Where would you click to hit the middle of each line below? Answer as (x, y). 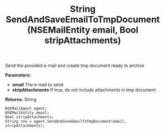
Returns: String (21, 100)
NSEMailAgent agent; (26, 109)
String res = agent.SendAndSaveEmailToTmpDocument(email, (66, 122)
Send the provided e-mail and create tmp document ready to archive (75, 66)
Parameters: (18, 75)
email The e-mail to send (38, 85)
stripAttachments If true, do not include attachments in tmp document (84, 90)
